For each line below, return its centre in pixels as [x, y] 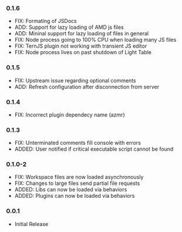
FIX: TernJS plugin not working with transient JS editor [81, 46]
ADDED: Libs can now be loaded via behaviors [71, 190]
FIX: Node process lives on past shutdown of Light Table [83, 52]
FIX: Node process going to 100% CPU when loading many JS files [95, 40]
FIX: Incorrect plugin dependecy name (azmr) [70, 115]
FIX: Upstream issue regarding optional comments [75, 80]
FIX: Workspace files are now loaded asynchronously [79, 177]
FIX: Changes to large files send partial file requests [77, 183]
